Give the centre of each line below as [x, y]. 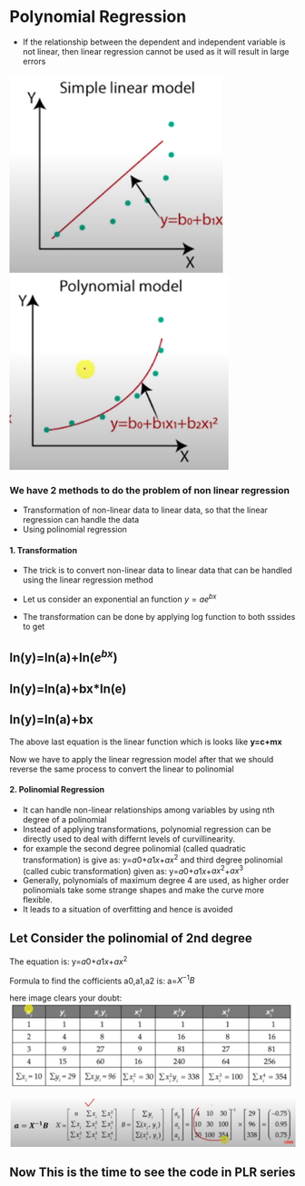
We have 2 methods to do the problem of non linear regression [150, 490]
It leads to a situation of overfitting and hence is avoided [128, 910]
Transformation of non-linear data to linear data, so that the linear [145, 510]
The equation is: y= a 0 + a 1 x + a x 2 [69, 961]
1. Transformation [44, 550]
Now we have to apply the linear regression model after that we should [142, 759]
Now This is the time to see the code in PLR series [152, 1172]
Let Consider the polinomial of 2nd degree [131, 938]
